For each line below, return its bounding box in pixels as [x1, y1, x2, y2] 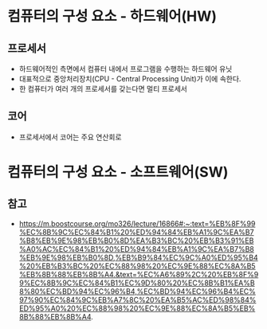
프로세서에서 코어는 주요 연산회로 [18, 132, 122, 142]
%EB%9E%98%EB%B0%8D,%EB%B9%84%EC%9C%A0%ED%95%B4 [18, 253, 258, 262]
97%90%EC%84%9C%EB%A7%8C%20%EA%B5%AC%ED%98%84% [18, 295, 257, 304]
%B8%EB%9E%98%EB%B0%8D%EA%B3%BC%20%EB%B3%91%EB [18, 236, 254, 245]
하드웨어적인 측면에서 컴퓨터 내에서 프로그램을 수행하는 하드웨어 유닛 [18, 65, 233, 73]
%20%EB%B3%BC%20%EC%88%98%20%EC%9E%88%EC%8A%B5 [18, 260, 256, 271]
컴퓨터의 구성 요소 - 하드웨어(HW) [7, 7, 217, 25]
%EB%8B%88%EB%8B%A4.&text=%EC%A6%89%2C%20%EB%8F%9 [18, 269, 259, 279]
